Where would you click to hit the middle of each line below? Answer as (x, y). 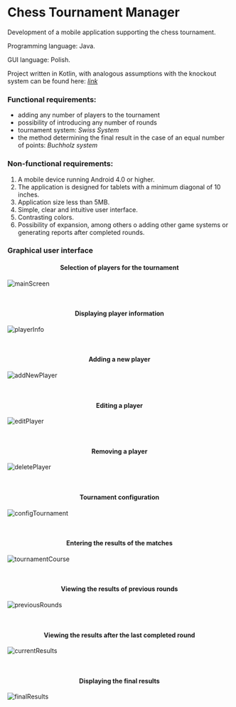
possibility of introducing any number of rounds (87, 122)
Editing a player (119, 405)
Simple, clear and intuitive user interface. (78, 209)
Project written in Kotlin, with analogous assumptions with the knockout (112, 73)
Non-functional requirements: (60, 164)
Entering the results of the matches (119, 543)
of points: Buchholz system (58, 145)
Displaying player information (119, 313)
